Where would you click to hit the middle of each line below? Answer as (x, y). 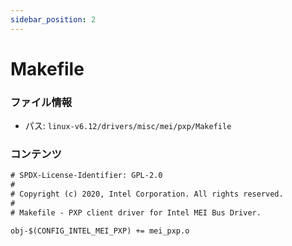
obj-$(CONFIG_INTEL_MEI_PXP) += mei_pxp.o (100, 231)
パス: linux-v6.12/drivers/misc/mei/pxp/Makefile (128, 126)
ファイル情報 (41, 102)
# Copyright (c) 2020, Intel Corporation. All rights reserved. (147, 194)
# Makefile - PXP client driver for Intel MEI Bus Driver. (136, 212)
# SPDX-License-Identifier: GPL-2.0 (86, 176)
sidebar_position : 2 (53, 19)
